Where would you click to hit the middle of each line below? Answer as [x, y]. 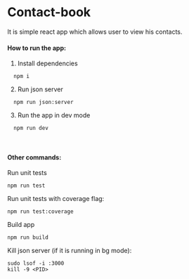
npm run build [28, 238]
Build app [21, 225]
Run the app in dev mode [54, 115]
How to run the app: [37, 48]
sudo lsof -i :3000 [36, 264]
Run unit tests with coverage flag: [56, 199]
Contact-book [49, 12]
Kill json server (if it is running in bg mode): [70, 251]
